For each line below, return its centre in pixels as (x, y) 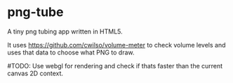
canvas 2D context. (35, 73)
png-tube (35, 12)
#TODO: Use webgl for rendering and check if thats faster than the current (115, 66)
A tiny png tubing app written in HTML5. (65, 31)
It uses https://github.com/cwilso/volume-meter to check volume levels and (116, 45)
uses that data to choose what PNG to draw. (71, 52)
